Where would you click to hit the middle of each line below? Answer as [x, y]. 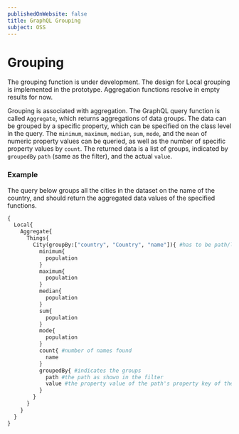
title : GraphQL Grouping [44, 21]
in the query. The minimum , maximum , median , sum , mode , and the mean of [107, 134]
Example [23, 175]
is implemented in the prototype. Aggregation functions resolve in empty [114, 90]
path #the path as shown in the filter [104, 377]
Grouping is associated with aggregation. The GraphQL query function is [114, 111]
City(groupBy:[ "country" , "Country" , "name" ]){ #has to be [122, 245]
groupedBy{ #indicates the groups [90, 371]
